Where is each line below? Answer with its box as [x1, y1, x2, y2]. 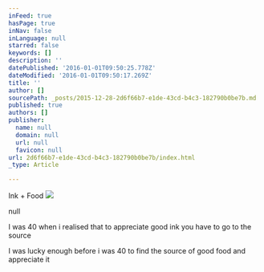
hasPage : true [8, 19, 56, 27]
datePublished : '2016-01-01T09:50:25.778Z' [8, 64, 156, 72]
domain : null [15, 131, 59, 139]
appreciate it [8, 254, 50, 265]
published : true [8, 101, 63, 109]
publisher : [8, 116, 45, 124]
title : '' [8, 79, 42, 87]
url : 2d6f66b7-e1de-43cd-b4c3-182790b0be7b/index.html [8, 153, 196, 161]
